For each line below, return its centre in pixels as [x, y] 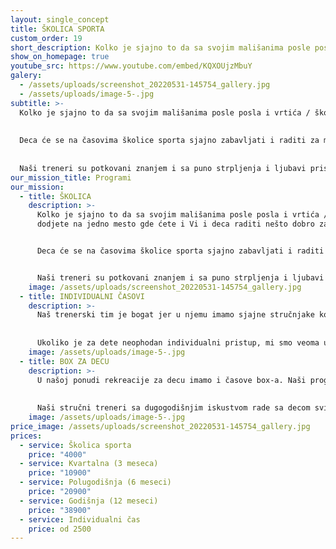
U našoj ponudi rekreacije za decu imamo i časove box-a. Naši [171, 380]
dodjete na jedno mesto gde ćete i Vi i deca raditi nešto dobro [175, 224]
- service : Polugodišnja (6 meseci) [95, 482]
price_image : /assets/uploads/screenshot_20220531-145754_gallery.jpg [160, 426]
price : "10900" [60, 473]
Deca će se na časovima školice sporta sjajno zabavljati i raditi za [169, 141]
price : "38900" [60, 510]
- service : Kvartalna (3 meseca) [89, 464]
